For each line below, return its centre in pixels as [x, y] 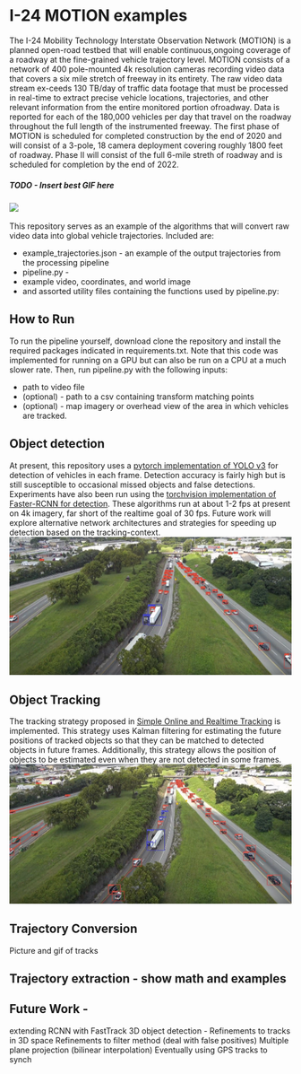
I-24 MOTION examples [99, 16]
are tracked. [44, 415]
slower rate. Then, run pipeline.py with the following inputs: [119, 370]
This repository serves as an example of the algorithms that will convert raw [149, 226]
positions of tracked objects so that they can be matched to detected [137, 740]
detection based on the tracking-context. [85, 532]
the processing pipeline [65, 262]
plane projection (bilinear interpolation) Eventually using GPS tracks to [139, 1050]
